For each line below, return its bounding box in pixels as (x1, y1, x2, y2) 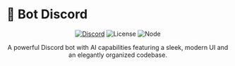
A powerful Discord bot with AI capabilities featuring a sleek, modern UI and (7, 43, 229, 51)
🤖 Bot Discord (6, 6, 88, 22)
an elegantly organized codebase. (68, 51, 167, 59)
